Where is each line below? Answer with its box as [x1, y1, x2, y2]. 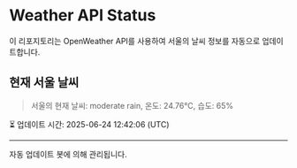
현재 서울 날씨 [9, 75, 80, 90]
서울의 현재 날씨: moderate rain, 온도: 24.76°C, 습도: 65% [30, 100, 234, 111]
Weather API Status [9, 5, 156, 26]
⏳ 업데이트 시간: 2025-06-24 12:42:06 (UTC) [9, 118, 170, 129]
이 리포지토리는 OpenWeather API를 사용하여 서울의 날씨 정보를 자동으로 [9, 35, 261, 46]
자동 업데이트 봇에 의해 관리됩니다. [9, 149, 127, 159]
